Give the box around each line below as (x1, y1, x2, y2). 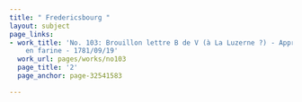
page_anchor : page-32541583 (17, 72, 123, 81)
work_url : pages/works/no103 (17, 55, 127, 64)
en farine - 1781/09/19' (25, 47, 119, 55)
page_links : (9, 30, 54, 38)
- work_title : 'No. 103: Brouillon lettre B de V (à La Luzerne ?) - (9, 38, 276, 47)
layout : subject (9, 21, 70, 30)
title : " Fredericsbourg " (9, 13, 111, 22)
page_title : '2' (17, 64, 78, 72)
